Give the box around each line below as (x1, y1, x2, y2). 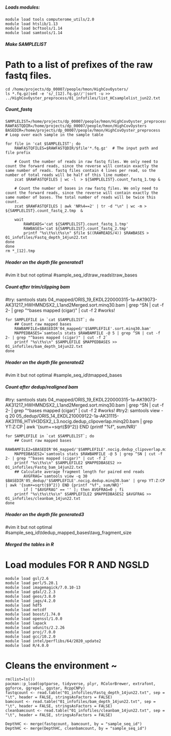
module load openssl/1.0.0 (5, 616, 63, 621)
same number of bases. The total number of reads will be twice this (5, 195, 156, 200)
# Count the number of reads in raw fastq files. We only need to (14, 159, 158, 164)
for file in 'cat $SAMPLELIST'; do (5, 141, 81, 146)
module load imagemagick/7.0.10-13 (5, 585, 81, 590)
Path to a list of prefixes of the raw (5, 59, 153, 70)
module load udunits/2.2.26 (5, 625, 65, 630)
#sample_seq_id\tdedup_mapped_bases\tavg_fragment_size (5, 529, 132, 536)
